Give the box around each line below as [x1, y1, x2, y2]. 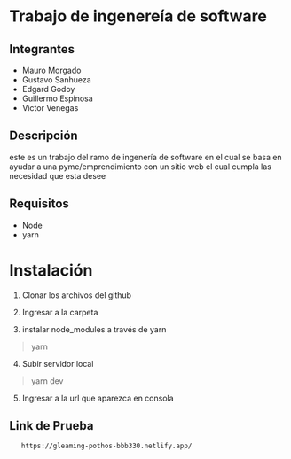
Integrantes [9, 42, 75, 57]
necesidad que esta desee [9, 170, 106, 181]
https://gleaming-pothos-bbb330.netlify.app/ [20, 441, 193, 451]
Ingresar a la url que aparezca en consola [21, 393, 175, 403]
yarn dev [30, 375, 64, 386]
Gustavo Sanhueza [21, 74, 91, 85]
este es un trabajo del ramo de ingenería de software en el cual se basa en [9, 152, 282, 162]
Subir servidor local [21, 358, 94, 369]
